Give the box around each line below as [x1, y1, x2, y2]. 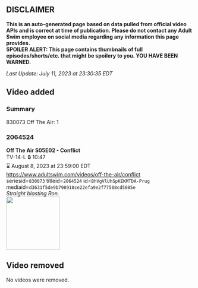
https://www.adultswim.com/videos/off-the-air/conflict [6, 170, 141, 178]
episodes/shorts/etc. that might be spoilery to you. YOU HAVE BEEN [6, 52, 178, 59]
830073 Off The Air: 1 [6, 118, 59, 125]
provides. [6, 39, 31, 46]
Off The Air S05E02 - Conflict [6, 147, 81, 154]
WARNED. [6, 58, 32, 65]
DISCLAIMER [6, 5, 55, 15]
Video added [6, 87, 55, 97]
